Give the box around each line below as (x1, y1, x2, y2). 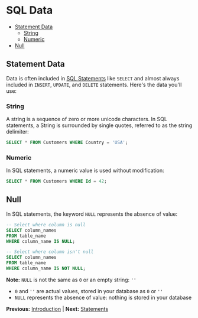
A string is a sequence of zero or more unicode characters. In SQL (6, 116, 167, 123)
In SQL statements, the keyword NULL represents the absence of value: (6, 210, 178, 218)
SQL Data (6, 4, 53, 17)
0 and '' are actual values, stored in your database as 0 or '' (14, 287, 163, 294)
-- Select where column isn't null (6, 249, 94, 255)
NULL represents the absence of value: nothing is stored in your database (14, 294, 192, 301)
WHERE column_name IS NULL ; (6, 238, 76, 244)
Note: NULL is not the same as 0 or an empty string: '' (6, 276, 137, 283)
